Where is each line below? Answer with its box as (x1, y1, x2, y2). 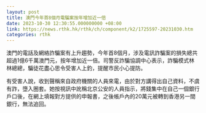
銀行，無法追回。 (6, 100, 50, 108)
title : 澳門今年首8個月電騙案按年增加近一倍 (6, 15, 106, 21)
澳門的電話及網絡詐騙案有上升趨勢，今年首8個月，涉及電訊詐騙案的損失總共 (6, 49, 198, 57)
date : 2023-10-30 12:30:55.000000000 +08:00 (6, 20, 122, 26)
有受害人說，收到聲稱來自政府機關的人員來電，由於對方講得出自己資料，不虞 (6, 78, 200, 85)
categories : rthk (6, 32, 51, 38)
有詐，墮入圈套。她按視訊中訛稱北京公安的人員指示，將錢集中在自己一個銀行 (6, 85, 200, 92)
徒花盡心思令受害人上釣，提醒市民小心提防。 (32, 65, 146, 72)
